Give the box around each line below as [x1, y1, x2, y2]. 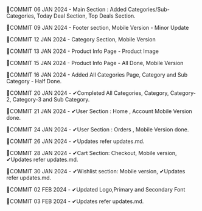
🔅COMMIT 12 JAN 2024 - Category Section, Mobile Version [6, 36, 156, 43]
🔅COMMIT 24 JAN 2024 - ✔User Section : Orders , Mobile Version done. [6, 126, 189, 133]
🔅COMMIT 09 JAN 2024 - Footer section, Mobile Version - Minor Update [6, 24, 189, 31]
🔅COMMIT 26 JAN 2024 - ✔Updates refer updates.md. [6, 137, 145, 145]
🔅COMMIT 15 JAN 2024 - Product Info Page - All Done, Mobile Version [6, 60, 184, 66]
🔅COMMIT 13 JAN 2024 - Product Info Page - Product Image [6, 47, 159, 55]
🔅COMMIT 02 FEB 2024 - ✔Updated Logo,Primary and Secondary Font [6, 186, 186, 193]
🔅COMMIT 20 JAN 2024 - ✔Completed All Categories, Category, [6, 89, 169, 97]
